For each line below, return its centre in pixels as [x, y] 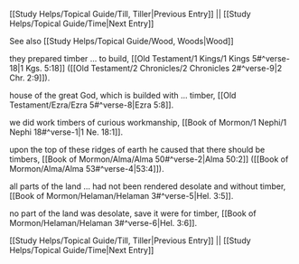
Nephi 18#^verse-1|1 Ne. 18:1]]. [66, 132]
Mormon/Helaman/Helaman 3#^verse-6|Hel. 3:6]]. [103, 223]
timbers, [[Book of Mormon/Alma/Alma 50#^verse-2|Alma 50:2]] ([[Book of [149, 159]
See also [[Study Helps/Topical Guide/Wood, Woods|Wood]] [121, 41]
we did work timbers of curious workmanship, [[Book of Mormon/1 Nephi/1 [148, 123]
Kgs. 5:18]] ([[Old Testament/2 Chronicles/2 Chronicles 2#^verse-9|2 [154, 68]
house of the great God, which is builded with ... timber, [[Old [123, 95]
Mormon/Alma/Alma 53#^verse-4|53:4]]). [87, 169]
